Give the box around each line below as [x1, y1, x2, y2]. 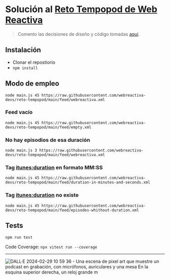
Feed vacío [5, 109, 33, 116]
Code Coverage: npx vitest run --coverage [5, 244, 98, 250]
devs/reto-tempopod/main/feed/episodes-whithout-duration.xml [5, 208, 139, 213]
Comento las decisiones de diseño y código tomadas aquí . [17, 31, 140, 37]
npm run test [5, 234, 33, 240]
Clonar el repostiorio [12, 59, 56, 65]
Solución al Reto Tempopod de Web [5, 4, 158, 15]
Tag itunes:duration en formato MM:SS [5, 164, 103, 171]
